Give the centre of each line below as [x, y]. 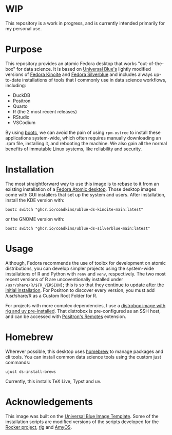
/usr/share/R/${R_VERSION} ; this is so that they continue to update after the [85, 285]
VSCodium [24, 122]
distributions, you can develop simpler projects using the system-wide [80, 268]
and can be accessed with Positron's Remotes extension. [66, 317]
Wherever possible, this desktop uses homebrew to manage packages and [84, 351]
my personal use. [24, 28]
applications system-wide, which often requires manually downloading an [83, 138]
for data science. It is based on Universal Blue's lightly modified [84, 69]
